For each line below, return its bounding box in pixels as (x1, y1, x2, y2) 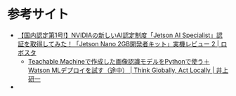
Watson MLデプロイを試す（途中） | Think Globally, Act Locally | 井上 (27, 66, 229, 74)
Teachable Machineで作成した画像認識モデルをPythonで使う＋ (27, 57, 211, 65)
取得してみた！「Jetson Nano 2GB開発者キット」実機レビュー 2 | (29, 39, 220, 48)
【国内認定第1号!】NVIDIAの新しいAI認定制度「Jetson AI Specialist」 (17, 31, 217, 39)
